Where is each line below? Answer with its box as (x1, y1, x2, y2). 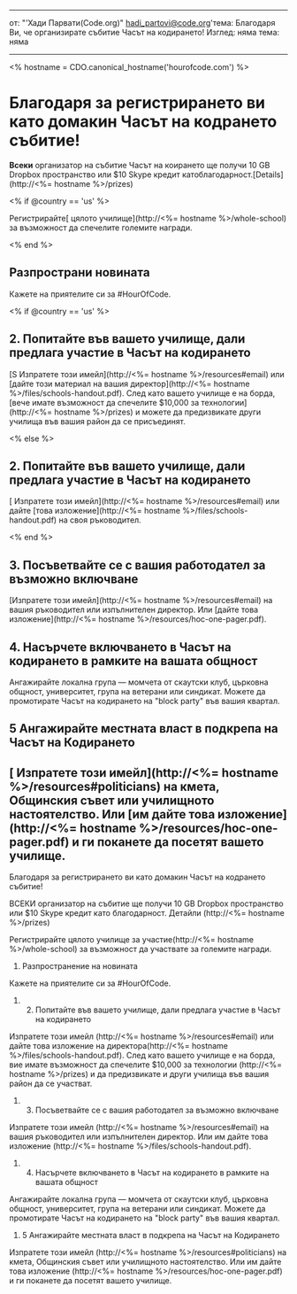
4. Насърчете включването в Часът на (9, 639, 232, 655)
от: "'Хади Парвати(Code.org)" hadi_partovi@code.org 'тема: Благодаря (9, 18, 276, 27)
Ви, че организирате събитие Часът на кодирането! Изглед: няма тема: (9, 27, 280, 37)
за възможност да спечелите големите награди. (9, 222, 193, 233)
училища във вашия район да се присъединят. (9, 415, 186, 426)
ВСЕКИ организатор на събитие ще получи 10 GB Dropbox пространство (9, 898, 285, 909)
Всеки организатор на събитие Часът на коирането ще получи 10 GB (9, 159, 270, 170)
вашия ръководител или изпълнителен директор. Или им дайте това (9, 1131, 269, 1143)
